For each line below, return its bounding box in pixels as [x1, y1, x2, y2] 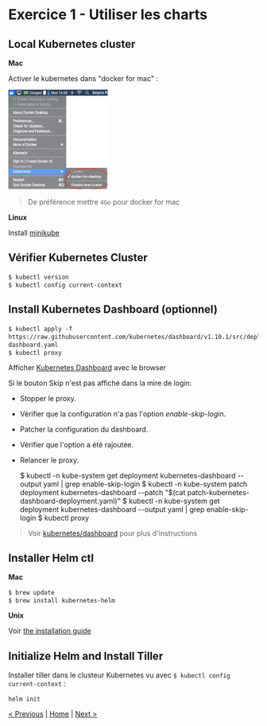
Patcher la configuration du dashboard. [19, 424, 149, 434]
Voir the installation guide [8, 626, 91, 636]
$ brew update [8, 589, 56, 597]
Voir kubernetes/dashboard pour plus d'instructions [27, 528, 198, 538]
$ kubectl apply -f [8, 325, 73, 333]
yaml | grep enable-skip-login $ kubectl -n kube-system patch [43, 479, 248, 489]
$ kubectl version [8, 273, 69, 281]
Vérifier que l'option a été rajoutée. [19, 439, 134, 449]
